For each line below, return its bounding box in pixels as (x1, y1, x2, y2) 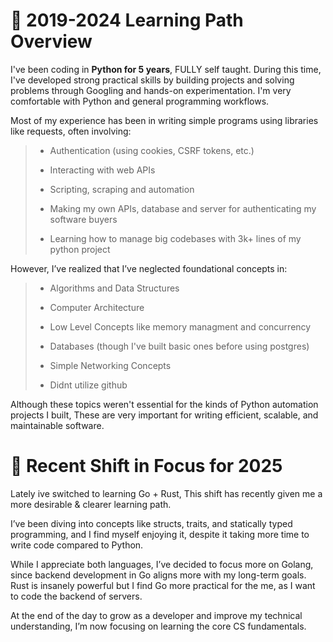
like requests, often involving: (10, 125, 132, 137)
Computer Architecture (49, 301, 145, 313)
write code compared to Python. (10, 539, 144, 551)
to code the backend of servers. (10, 590, 143, 602)
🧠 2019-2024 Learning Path (10, 9, 244, 32)
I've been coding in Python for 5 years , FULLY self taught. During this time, (10, 63, 322, 75)
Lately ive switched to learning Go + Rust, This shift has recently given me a (10, 487, 323, 499)
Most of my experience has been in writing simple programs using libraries (10, 114, 319, 126)
